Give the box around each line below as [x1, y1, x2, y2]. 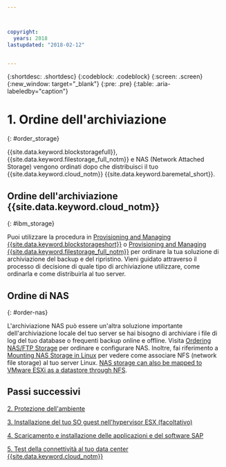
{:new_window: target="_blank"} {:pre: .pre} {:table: [7, 80, 154, 88]
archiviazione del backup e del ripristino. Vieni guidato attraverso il [7, 255, 197, 264]
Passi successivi [7, 386, 81, 398]
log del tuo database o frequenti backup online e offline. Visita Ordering [7, 336, 211, 344]
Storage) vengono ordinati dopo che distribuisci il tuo [7, 162, 159, 171]
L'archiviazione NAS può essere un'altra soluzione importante [7, 321, 183, 330]
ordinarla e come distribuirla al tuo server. [7, 270, 126, 278]
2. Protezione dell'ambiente [7, 404, 86, 413]
